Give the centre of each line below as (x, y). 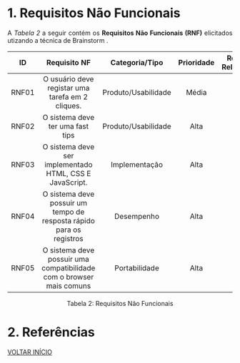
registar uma (69, 88)
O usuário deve (68, 78)
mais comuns (69, 285)
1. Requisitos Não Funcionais (94, 13)
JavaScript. (69, 182)
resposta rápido (68, 220)
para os (69, 230)
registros (68, 238)
